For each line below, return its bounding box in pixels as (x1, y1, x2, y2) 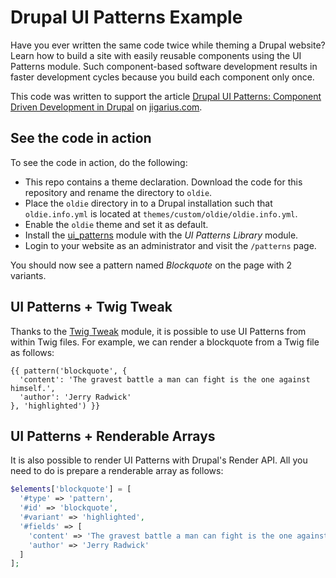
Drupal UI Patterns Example (10, 6, 243, 29)
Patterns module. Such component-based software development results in (10, 60, 318, 72)
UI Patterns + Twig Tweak (10, 299, 173, 316)
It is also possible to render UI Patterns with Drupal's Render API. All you (10, 454, 308, 466)
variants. (10, 269, 47, 281)
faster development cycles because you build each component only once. (10, 71, 315, 83)
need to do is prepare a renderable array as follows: (10, 465, 224, 477)
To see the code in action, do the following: (10, 156, 188, 168)
